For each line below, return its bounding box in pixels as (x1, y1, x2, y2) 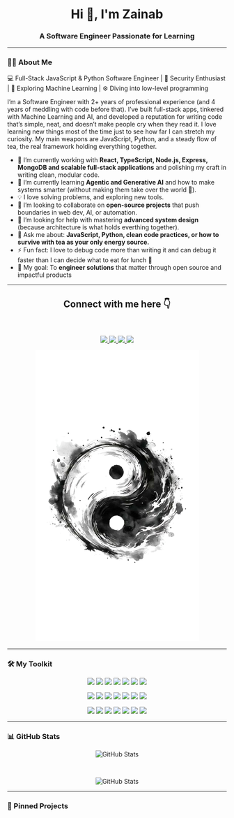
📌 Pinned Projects (7, 801, 68, 811)
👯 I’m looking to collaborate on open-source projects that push (17, 201, 200, 209)
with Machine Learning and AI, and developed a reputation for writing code (7, 112, 223, 121)
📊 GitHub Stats (7, 731, 61, 741)
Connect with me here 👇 (63, 299, 171, 310)
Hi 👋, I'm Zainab (70, 6, 164, 22)
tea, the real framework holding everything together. (7, 142, 157, 150)
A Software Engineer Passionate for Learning (39, 31, 195, 41)
